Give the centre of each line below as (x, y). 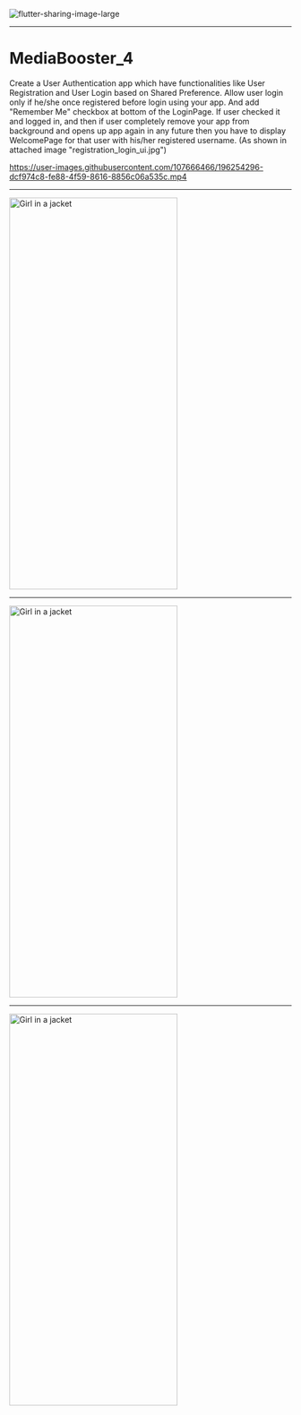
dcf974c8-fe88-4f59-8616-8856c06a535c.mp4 (98, 176)
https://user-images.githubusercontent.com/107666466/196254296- (137, 167)
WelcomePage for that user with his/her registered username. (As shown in (148, 140)
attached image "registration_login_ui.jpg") (88, 150)
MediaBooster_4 (72, 59)
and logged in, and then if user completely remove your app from (129, 121)
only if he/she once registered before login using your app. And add (134, 102)
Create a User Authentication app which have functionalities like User (138, 83)
